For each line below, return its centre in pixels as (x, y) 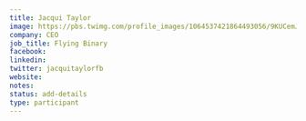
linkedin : (28, 60)
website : (26, 77)
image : (22, 26)
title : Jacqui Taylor (51, 18)
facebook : (28, 52)
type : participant (44, 102)
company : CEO (34, 35)
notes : (22, 86)
